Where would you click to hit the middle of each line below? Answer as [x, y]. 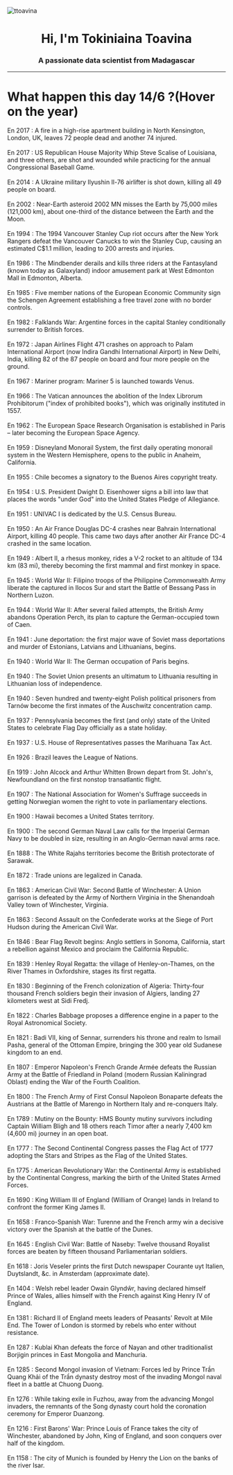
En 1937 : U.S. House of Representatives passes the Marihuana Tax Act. [110, 743]
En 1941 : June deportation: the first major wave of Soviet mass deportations [116, 639]
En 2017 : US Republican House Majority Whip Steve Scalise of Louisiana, [112, 153]
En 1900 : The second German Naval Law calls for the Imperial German [109, 831]
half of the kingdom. [36, 1443]
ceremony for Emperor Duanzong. [56, 1414]
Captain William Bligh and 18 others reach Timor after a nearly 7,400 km [110, 1126]
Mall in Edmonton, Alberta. [45, 278]
